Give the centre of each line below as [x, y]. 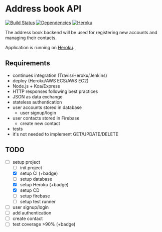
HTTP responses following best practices [55, 91]
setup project [26, 162]
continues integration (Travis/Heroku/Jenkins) [60, 75]
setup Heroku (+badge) [44, 184]
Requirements [28, 63]
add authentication [32, 213]
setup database [36, 179]
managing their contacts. [31, 38]
